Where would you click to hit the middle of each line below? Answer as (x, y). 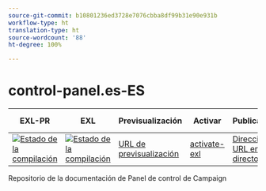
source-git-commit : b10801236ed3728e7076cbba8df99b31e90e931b (113, 15)
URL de (132, 144)
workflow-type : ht (38, 23)
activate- (207, 144)
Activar (207, 121)
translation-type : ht (44, 30)
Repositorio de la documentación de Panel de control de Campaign (118, 178)
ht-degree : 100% (35, 45)
